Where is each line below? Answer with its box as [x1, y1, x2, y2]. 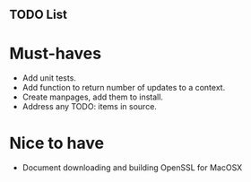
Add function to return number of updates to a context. [22, 82, 226, 93]
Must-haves [9, 43, 101, 64]
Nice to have [9, 133, 105, 153]
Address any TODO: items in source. [22, 101, 157, 112]
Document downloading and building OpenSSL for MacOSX [22, 162, 243, 173]
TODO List [9, 7, 67, 22]
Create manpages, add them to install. [22, 91, 164, 102]
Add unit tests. [22, 73, 76, 83]
